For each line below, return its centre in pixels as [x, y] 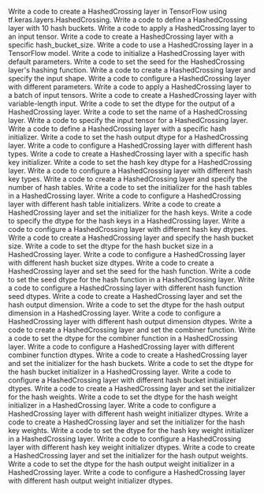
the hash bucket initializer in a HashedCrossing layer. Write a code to [120, 372]
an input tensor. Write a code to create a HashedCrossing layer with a [121, 36]
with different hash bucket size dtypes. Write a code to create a [111, 263]
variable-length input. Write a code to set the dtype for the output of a [121, 103]
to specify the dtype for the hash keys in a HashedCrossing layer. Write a [127, 221]
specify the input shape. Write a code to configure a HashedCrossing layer [129, 78]
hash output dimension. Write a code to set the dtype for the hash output [126, 304]
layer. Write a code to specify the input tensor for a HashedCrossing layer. [128, 120]
